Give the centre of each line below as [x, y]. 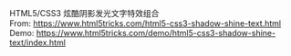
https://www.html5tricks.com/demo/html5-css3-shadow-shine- [156, 33]
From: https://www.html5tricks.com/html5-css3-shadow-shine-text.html [145, 23]
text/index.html [38, 42]
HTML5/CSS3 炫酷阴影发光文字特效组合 [84, 13]
